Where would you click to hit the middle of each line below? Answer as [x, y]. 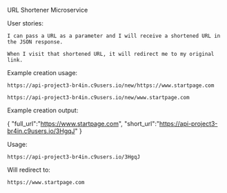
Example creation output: [43, 110]
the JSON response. [35, 42]
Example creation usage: [42, 73]
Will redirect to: [29, 170]
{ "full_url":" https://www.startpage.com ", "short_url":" [83, 124]
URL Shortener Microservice [48, 10]
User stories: [25, 23]
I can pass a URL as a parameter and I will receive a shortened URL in [114, 36]
